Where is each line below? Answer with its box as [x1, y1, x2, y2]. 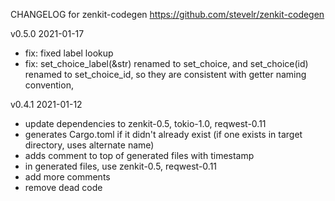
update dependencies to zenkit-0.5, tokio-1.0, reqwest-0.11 [24, 118, 267, 129]
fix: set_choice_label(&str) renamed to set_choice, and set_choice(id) [24, 58, 309, 69]
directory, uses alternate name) [24, 139, 155, 151]
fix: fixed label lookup [24, 47, 114, 59]
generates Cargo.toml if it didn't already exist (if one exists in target [24, 129, 303, 140]
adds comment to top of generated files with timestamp [24, 150, 255, 161]
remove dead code [24, 182, 103, 193]
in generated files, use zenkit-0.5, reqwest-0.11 [24, 160, 218, 172]
